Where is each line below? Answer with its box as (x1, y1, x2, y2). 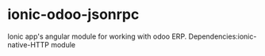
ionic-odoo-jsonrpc (7, 6, 140, 24)
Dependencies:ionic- (188, 32, 257, 41)
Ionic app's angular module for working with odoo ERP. (7, 32, 187, 41)
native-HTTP (7, 39, 49, 49)
